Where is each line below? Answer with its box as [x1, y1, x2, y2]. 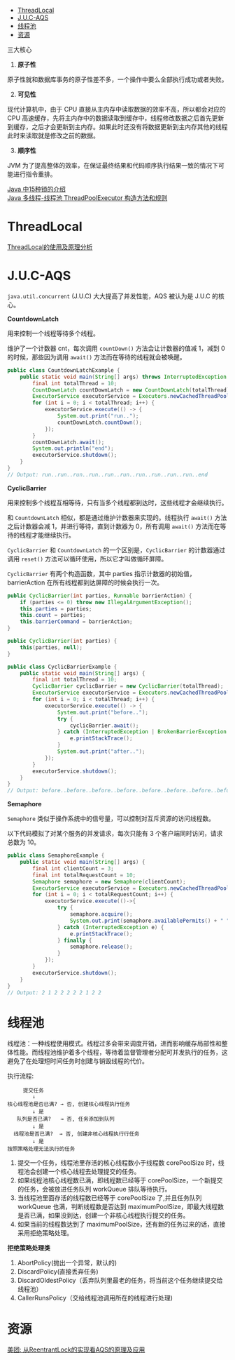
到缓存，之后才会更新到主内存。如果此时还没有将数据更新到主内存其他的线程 [7, 123, 228, 131]
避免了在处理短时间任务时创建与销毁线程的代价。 [7, 1057, 148, 1065]
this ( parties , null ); [20, 644, 83, 651]
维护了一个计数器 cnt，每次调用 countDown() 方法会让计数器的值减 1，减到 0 [7, 344, 225, 352]
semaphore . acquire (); [69, 911, 133, 918]
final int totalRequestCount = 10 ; [32, 872, 136, 879]
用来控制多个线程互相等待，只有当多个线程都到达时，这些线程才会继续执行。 [7, 498, 228, 507]
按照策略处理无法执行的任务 [7, 1145, 76, 1153]
